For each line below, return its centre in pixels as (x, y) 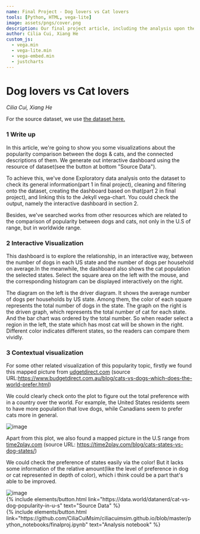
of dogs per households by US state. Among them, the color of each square (99, 299)
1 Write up (21, 135)
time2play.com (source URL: (41, 445)
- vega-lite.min (32, 51)
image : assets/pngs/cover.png (44, 23)
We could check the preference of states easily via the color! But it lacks (95, 462)
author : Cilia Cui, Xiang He (42, 34)
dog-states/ (21, 451)
